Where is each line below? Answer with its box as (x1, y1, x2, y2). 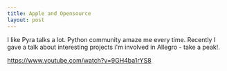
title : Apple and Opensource (7, 10, 91, 17)
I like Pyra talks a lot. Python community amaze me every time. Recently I (7, 35, 216, 43)
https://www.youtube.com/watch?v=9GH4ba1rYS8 (7, 56, 152, 64)
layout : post (7, 17, 45, 23)
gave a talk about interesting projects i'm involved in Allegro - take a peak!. (7, 43, 220, 51)
